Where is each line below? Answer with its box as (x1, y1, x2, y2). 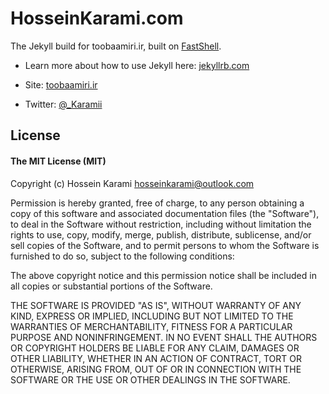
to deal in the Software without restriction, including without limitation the (10, 218, 312, 230)
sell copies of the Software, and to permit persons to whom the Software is (10, 239, 320, 251)
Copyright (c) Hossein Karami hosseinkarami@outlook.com (10, 177, 255, 189)
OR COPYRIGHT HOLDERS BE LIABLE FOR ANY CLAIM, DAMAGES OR (10, 342, 300, 354)
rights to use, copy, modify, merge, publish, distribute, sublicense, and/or (10, 228, 312, 241)
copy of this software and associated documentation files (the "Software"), (10, 207, 320, 219)
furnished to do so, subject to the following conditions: (10, 250, 235, 262)
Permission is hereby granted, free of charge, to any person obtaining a (10, 197, 305, 209)
